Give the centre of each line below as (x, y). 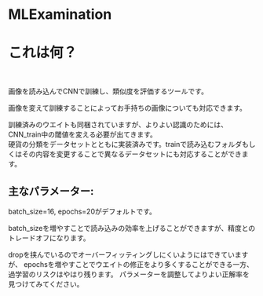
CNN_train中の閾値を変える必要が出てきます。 (82, 134)
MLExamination (60, 15)
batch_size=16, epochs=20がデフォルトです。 (82, 211)
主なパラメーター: (51, 191)
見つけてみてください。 (46, 283)
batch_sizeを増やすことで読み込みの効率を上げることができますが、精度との (132, 228)
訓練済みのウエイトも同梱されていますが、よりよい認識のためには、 (118, 125)
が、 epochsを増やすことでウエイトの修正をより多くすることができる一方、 (131, 264)
